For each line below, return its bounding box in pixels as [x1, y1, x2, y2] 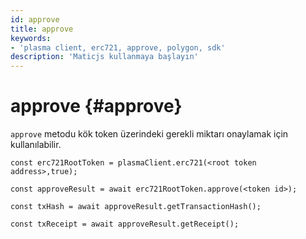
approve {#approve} [10, 95, 183, 118]
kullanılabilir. [10, 139, 62, 151]
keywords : [10, 33, 52, 43]
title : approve [10, 24, 74, 34]
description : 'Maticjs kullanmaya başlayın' [10, 52, 199, 62]
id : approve [10, 14, 60, 25]
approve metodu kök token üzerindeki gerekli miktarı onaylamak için [10, 128, 289, 140]
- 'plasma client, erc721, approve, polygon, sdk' [10, 42, 226, 53]
